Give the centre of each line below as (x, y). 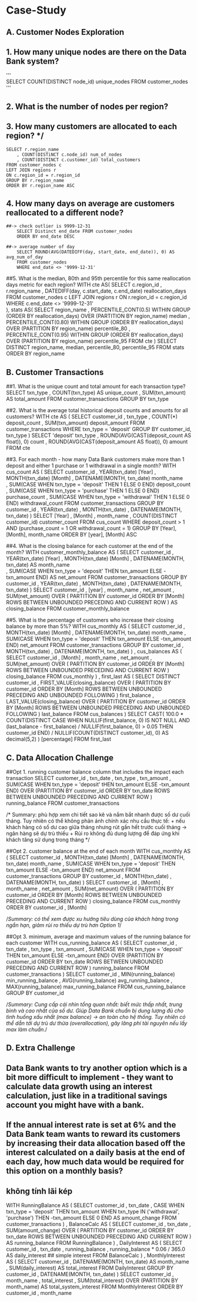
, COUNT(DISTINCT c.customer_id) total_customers (79, 160)
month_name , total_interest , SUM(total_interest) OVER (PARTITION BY (92, 1281)
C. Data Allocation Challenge (60, 757)
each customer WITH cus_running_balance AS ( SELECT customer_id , (92, 943)
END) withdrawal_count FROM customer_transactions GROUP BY (85, 503)
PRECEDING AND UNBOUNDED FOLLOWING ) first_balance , (80, 695)
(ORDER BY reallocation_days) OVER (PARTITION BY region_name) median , (98, 316)
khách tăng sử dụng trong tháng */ (48, 840)
